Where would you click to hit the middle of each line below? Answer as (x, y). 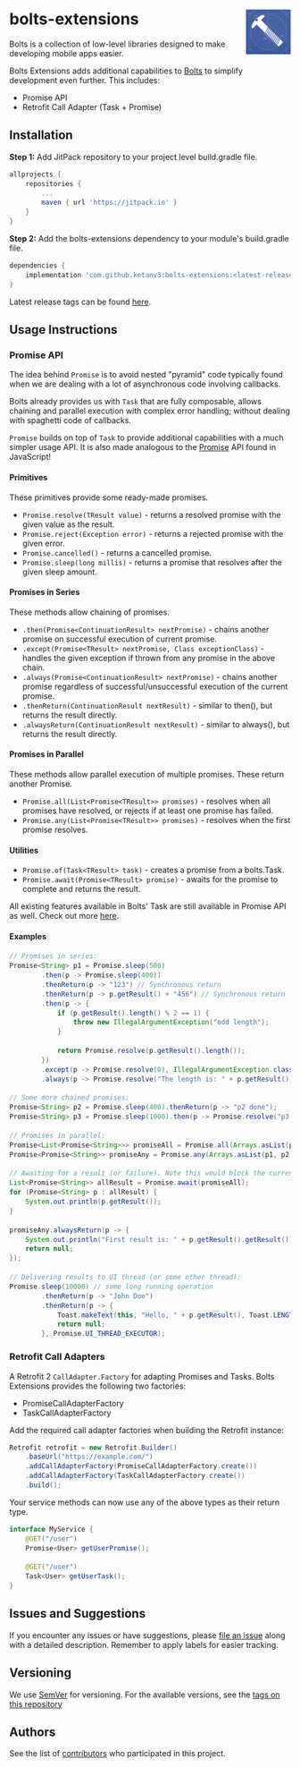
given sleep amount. (60, 572)
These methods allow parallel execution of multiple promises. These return (146, 774)
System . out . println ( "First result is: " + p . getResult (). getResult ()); (161, 1239)
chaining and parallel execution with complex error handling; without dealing (150, 411)
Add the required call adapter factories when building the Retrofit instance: (146, 1430)
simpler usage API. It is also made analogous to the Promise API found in (143, 447)
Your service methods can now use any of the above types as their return (144, 1502)
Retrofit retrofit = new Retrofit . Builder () (93, 1448)
